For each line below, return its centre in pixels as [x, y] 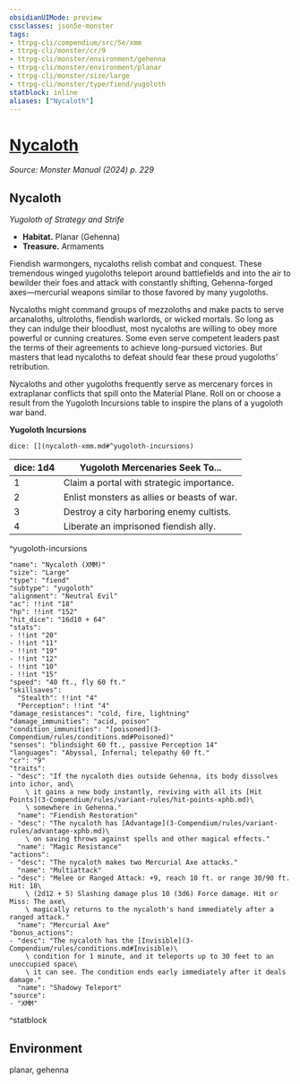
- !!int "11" [34, 644]
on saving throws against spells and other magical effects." [151, 839]
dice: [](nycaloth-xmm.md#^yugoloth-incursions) [102, 447]
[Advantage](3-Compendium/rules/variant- [200, 824]
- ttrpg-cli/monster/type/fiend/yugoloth [88, 84]
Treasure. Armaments [63, 246]
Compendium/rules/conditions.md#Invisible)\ [94, 949]
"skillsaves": [36, 690]
